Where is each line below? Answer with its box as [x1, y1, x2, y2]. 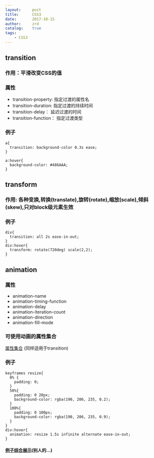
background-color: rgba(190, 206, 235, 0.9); [14, 414, 111, 420]
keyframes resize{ [5, 371, 43, 376]
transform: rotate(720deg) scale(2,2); [9, 248, 93, 253]
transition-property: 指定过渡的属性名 [12, 96, 89, 102]
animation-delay [12, 304, 46, 310]
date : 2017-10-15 [5, 16, 55, 21]
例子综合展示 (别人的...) [5, 448, 52, 454]
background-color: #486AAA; [9, 162, 68, 167]
